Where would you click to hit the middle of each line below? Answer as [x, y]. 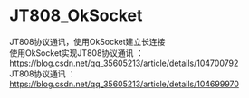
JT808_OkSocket [76, 16]
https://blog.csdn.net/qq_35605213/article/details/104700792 [124, 63]
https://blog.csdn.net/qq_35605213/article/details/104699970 [124, 84]
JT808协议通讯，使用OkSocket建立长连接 [87, 41]
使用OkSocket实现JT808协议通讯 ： [77, 53]
